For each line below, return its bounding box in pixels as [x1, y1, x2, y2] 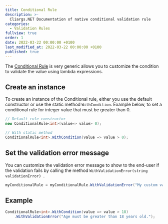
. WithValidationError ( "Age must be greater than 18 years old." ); [14, 214, 155, 219]
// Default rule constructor [5, 116, 66, 122]
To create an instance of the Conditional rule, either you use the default [5, 96, 152, 102]
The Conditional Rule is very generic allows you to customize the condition [5, 63, 159, 69]
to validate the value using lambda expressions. [5, 68, 103, 74]
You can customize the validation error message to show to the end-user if [5, 162, 159, 168]
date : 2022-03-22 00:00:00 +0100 [5, 40, 75, 45]
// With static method [5, 130, 52, 135]
